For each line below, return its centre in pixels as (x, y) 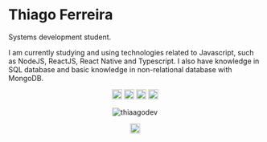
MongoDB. (26, 78)
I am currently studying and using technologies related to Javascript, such (131, 52)
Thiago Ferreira (61, 15)
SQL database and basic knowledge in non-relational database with (120, 69)
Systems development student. (60, 37)
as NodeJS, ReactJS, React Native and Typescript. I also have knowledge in (134, 61)
